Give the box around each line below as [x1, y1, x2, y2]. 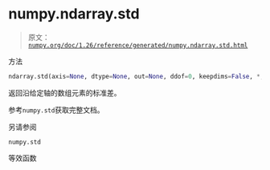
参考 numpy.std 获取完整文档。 [8, 105, 104, 115]
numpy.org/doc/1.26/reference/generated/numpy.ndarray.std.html [27, 41, 248, 49]
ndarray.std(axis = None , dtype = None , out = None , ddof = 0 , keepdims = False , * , [8, 72, 264, 80]
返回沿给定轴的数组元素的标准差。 [8, 87, 121, 97]
